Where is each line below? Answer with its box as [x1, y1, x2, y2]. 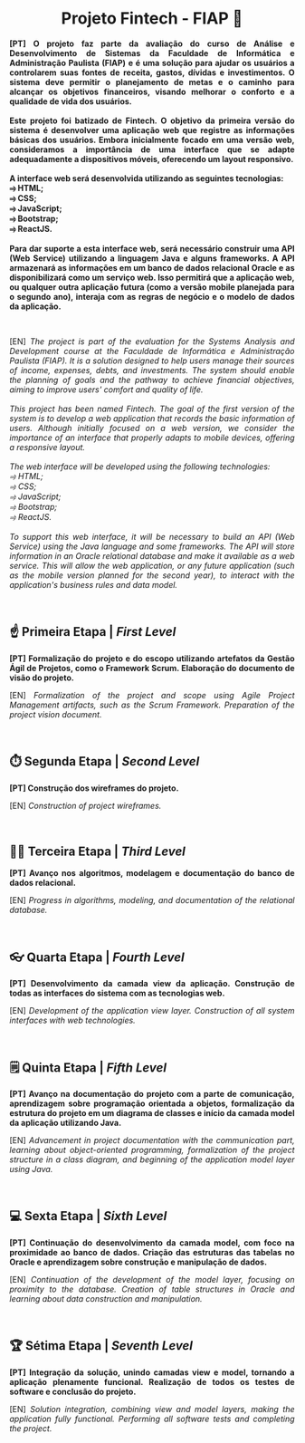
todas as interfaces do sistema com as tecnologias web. [9, 987, 225, 999]
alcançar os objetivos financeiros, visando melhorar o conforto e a [9, 86, 295, 97]
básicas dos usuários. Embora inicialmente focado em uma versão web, [9, 134, 295, 145]
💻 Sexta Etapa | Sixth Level [9, 1208, 167, 1224]
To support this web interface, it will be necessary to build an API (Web [9, 531, 295, 542]
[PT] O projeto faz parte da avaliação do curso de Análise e [9, 38, 295, 49]
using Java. [9, 1164, 53, 1174]
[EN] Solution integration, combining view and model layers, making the [9, 1403, 295, 1414]
